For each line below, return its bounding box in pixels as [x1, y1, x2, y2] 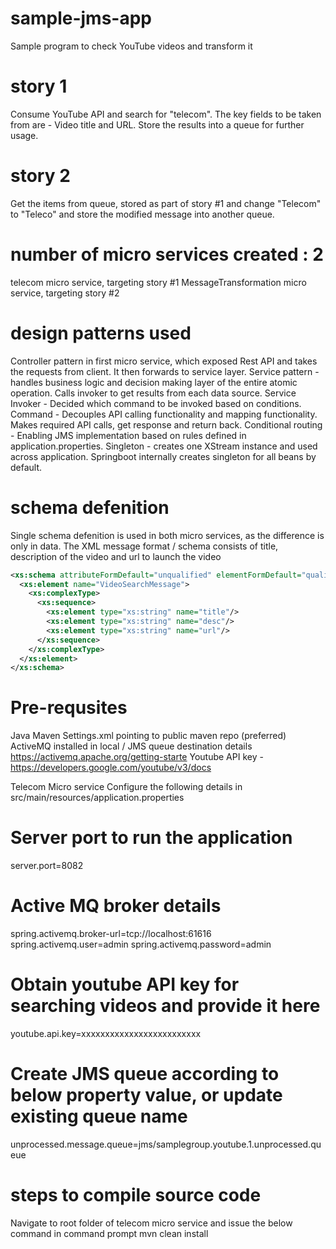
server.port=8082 [10, 860, 84, 872]
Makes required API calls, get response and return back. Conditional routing [10, 418, 323, 431]
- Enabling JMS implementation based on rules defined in [10, 429, 247, 441]
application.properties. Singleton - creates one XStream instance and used [10, 440, 318, 452]
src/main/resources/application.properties [10, 792, 185, 804]
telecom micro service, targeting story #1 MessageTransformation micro [10, 276, 307, 288]
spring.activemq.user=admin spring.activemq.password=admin [10, 938, 272, 951]
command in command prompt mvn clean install [10, 1227, 209, 1239]
